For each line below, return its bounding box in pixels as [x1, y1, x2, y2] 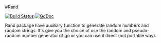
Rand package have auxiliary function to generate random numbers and [5, 22, 149, 28]
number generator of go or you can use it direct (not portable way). [21, 33, 157, 38]
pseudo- [132, 28, 149, 33]
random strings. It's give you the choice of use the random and [5, 28, 131, 33]
